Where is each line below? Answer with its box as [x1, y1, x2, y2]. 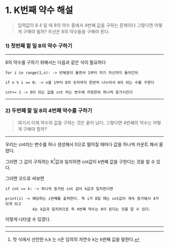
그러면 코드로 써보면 [5, 176, 44, 182]
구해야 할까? [23, 126, 47, 132]
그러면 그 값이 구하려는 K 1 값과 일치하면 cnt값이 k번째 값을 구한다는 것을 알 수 [5, 157, 155, 164]
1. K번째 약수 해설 [5, 5, 73, 16]
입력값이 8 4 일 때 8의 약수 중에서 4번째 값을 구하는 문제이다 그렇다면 [17, 22, 153, 28]
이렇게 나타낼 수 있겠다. [5, 216, 51, 222]
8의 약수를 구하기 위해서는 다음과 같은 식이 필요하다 [5, 59, 106, 65]
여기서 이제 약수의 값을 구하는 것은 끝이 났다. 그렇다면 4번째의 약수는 [17, 119, 152, 126]
